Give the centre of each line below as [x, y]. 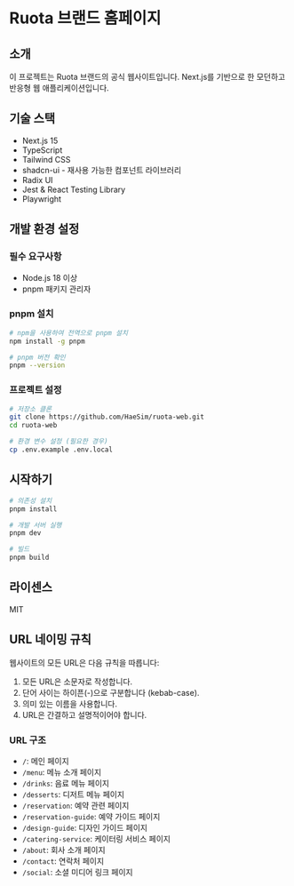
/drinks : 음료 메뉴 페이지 [65, 783]
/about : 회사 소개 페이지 [64, 850]
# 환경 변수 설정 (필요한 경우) [59, 442]
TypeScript [42, 150]
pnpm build [29, 558]
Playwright [42, 199]
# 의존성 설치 [31, 500]
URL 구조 [28, 740]
